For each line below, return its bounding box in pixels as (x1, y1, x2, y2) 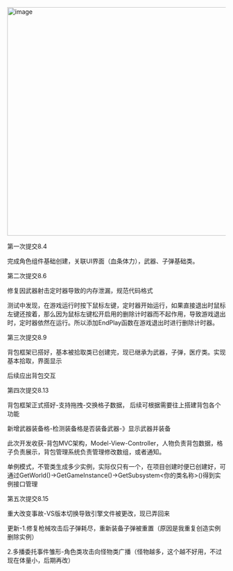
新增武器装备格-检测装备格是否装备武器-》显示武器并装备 (7, 425, 171, 432)
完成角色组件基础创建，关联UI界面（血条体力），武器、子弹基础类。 (7, 257, 199, 265)
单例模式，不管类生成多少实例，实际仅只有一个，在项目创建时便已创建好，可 (7, 463, 226, 470)
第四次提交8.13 (7, 386, 49, 394)
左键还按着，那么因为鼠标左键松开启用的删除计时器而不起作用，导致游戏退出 (7, 310, 226, 318)
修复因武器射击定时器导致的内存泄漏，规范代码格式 (7, 287, 153, 294)
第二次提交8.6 (7, 272, 47, 280)
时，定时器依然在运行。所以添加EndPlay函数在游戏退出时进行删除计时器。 (7, 318, 219, 327)
